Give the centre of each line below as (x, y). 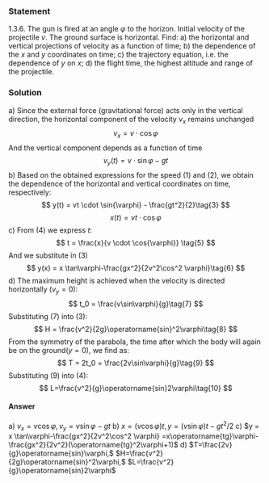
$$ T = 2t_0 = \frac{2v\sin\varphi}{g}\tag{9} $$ (136, 363)
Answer (22, 406)
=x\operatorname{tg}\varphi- (210, 436)
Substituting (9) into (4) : (48, 375)
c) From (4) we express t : (50, 230)
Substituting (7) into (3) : (48, 316)
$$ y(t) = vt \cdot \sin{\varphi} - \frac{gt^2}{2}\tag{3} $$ (136, 204)
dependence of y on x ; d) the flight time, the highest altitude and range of (130, 63)
